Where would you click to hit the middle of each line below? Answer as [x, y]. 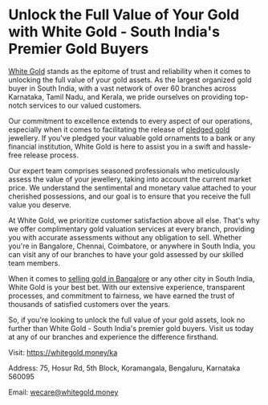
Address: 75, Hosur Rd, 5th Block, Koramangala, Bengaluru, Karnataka [124, 368]
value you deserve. [40, 205]
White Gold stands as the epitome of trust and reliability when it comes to [130, 71]
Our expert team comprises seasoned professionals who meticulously [124, 170]
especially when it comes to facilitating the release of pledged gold [119, 129]
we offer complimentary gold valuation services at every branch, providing [132, 229]
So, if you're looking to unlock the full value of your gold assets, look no [127, 320]
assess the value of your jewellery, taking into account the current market [130, 179]
